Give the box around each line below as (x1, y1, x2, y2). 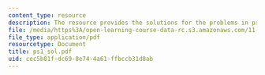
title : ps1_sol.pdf (8, 48, 73, 55)
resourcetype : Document (8, 41, 87, 48)
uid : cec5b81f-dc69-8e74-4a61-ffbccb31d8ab (8, 55, 154, 63)
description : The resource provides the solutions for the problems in (8, 19, 248, 27)
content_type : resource (8, 11, 87, 20)
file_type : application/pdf (8, 33, 101, 41)
